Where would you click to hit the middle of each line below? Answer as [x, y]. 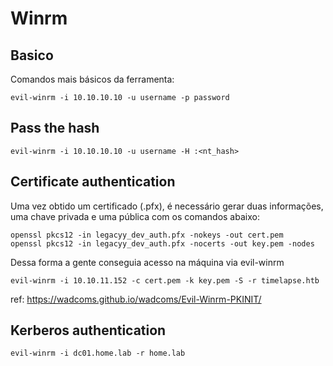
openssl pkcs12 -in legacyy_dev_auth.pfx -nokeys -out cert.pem [147, 235]
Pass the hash [55, 128]
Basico [32, 55]
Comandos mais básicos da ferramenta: [92, 79]
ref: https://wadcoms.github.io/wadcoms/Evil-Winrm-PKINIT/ [136, 299]
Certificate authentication [93, 182]
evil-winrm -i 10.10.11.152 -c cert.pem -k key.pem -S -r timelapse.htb [165, 280]
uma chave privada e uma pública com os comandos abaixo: [135, 216]
